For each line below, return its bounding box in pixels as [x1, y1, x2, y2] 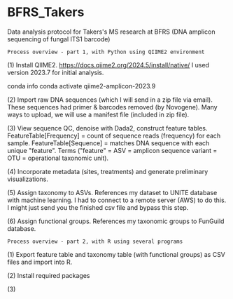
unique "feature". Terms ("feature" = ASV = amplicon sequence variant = [7, 146, 218, 154]
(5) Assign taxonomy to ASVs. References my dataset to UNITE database [7, 188, 218, 197]
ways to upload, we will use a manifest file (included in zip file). [7, 110, 190, 119]
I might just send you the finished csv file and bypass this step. [7, 203, 189, 211]
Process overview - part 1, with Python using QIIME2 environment [7, 48, 205, 55]
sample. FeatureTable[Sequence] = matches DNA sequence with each [7, 138, 210, 147]
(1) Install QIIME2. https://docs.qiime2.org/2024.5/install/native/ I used [7, 60, 210, 69]
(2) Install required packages [7, 271, 90, 279]
